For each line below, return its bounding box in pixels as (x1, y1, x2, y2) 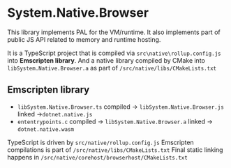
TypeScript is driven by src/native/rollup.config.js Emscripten (7, 138, 194, 146)
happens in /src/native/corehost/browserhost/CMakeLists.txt (7, 153, 188, 161)
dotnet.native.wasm (17, 125, 75, 133)
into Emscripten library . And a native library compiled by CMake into (7, 56, 206, 64)
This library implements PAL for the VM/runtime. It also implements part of (7, 28, 221, 36)
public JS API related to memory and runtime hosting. (7, 35, 161, 43)
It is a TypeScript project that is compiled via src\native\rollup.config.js (7, 49, 221, 57)
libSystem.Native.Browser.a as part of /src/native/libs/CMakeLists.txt (7, 63, 217, 72)
